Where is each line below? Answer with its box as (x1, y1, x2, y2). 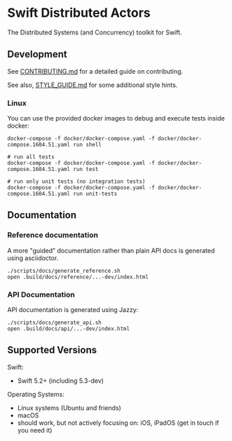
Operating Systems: (7, 390, 64, 398)
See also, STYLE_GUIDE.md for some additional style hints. (7, 81, 178, 89)
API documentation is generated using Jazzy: (7, 306, 139, 314)
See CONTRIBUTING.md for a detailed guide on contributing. (7, 67, 184, 75)
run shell (73, 142, 102, 149)
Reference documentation (7, 230, 98, 240)
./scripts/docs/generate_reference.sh (7, 267, 121, 274)
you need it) (17, 426, 53, 434)
